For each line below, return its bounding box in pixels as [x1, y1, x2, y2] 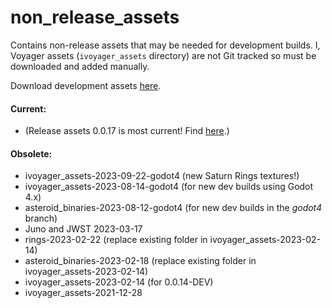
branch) [24, 212, 58, 225]
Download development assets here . [10, 79, 162, 91]
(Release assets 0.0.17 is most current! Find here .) [24, 125, 230, 137]
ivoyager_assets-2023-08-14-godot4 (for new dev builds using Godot [24, 181, 314, 193]
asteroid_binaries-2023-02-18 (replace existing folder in [24, 255, 257, 267]
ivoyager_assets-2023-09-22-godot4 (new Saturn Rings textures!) [24, 170, 300, 182]
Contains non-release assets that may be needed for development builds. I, [10, 39, 321, 51]
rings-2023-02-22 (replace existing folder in [24, 234, 208, 246]
